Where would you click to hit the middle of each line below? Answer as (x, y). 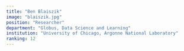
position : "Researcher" (35, 22)
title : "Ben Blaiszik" (34, 11)
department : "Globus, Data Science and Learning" (69, 28)
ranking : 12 (21, 39)
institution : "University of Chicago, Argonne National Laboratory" (92, 33)
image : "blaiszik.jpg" (34, 17)
